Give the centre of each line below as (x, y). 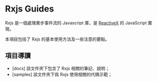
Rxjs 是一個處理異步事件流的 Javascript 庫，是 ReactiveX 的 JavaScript (76, 23)
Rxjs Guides (30, 9)
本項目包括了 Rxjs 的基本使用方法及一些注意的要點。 (57, 39)
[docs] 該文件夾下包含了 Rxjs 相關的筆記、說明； (61, 68)
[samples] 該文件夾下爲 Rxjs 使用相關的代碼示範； (62, 74)
